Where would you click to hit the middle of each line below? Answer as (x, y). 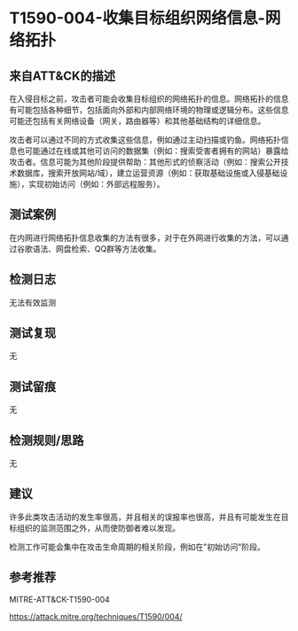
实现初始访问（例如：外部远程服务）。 (96, 184)
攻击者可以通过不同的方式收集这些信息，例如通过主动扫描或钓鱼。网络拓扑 (145, 140)
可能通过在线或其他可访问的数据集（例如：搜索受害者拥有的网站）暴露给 (157, 151)
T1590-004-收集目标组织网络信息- (137, 18)
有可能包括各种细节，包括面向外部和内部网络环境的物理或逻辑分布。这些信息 (149, 110)
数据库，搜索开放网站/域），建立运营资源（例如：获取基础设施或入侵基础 (149, 173)
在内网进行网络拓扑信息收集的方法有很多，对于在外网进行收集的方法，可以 (145, 238)
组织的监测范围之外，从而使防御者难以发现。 (98, 527)
